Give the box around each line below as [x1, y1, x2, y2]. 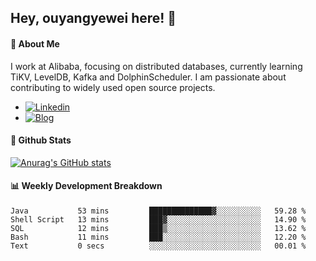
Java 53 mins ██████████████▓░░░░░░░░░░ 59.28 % [10, 206, 307, 216]
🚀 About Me [10, 37, 60, 50]
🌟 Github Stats [10, 134, 72, 146]
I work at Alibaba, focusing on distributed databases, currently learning [10, 60, 303, 72]
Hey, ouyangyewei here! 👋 [10, 10, 177, 27]
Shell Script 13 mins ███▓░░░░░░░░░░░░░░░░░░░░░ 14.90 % [10, 215, 307, 225]
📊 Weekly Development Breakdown [10, 180, 163, 192]
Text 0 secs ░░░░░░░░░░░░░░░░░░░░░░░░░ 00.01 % [10, 241, 307, 251]
